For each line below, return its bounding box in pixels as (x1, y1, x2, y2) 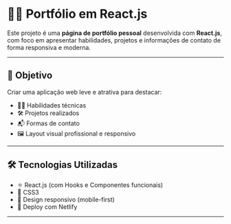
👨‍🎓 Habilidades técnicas (16, 101, 87, 109)
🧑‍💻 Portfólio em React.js (7, 6, 148, 22)
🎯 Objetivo (7, 70, 53, 82)
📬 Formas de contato (16, 119, 80, 127)
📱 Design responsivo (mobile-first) (16, 195, 115, 203)
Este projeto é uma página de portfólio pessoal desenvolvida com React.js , (7, 29, 222, 37)
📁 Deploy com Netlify (16, 202, 78, 211)
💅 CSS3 (16, 188, 39, 196)
